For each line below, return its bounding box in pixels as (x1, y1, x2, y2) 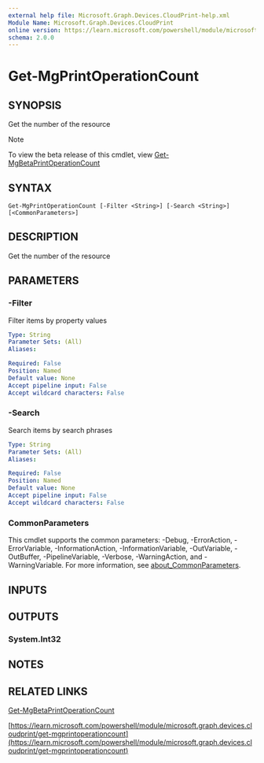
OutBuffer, (8, 552, 42, 561)
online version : (8, 26, 61, 34)
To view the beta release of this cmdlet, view (8, 150, 153, 160)
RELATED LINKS (8, 684, 88, 698)
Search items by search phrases (8, 425, 112, 435)
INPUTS (8, 583, 47, 597)
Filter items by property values (8, 316, 108, 325)
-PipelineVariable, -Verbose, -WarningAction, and (42, 552, 203, 561)
